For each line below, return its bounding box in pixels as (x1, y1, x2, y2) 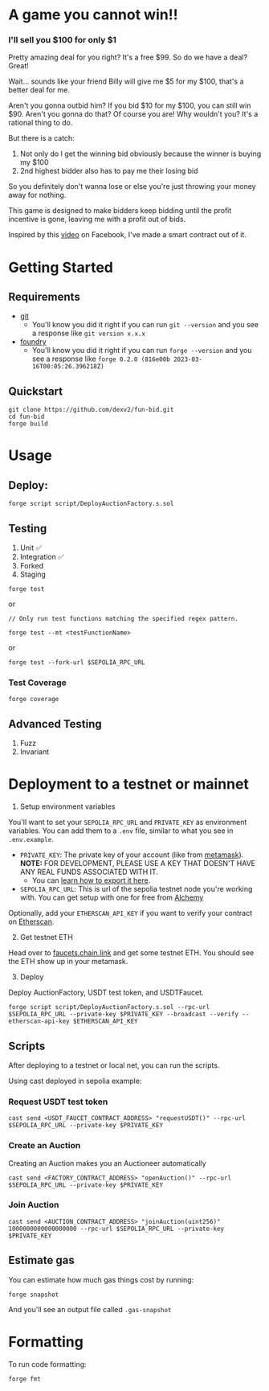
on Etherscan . (8, 917, 55, 926)
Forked (19, 561, 44, 571)
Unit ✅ (19, 543, 43, 552)
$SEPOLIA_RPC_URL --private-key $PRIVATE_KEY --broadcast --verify (8, 1011, 239, 1019)
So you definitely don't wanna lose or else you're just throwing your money (8, 182, 256, 191)
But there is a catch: (8, 133, 75, 143)
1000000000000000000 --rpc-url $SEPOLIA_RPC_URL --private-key (8, 1225, 225, 1233)
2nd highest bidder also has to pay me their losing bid (19, 166, 198, 176)
